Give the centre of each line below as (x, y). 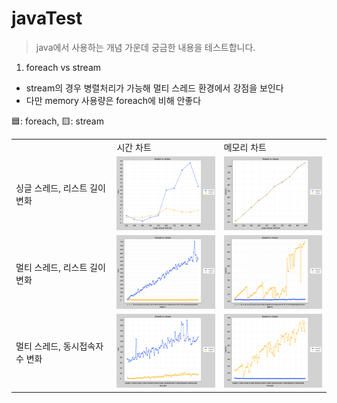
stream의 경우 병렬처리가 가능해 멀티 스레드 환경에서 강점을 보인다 (154, 88)
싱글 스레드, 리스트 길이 (60, 188)
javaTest (47, 18)
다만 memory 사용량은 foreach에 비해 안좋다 (113, 100)
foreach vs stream (63, 67)
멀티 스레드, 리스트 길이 (60, 267)
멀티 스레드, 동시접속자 (59, 346)
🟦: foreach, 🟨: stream (57, 121)
